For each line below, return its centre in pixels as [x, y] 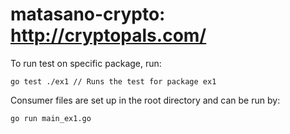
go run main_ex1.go [51, 118]
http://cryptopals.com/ [108, 35]
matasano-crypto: [88, 14]
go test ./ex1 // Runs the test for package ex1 [113, 81]
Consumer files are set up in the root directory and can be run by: [145, 100]
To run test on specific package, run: [86, 63]
